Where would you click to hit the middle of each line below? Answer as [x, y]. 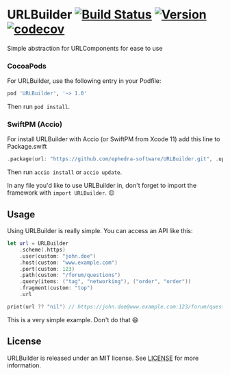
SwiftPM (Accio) [35, 125]
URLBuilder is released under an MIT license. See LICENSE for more [103, 358]
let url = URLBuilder [38, 243]
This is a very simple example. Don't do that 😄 [73, 319]
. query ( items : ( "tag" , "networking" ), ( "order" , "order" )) [105, 282]
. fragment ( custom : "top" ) [56, 288]
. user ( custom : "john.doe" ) [58, 256]
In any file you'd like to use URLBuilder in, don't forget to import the [102, 186]
